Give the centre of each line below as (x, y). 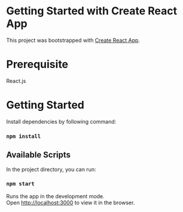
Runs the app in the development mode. (55, 196)
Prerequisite (37, 64)
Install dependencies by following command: (61, 121)
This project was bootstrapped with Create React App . (73, 40)
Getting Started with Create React (92, 11)
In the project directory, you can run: (51, 169)
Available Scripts (38, 155)
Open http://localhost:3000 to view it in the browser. (71, 202)
